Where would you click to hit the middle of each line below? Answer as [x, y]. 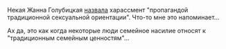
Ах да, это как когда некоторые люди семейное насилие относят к [107, 31]
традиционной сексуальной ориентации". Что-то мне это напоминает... [113, 17]
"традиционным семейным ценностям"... [68, 38]
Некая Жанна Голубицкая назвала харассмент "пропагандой [98, 10]
